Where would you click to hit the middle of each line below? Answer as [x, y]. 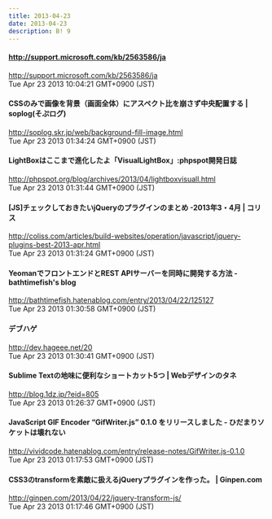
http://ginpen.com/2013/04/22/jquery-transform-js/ [95, 498]
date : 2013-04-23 [38, 24]
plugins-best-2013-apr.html [55, 245]
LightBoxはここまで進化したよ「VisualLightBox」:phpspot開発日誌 [123, 160]
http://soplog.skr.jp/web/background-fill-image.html [96, 132]
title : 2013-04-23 [39, 16]
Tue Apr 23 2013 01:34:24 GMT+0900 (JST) [82, 141]
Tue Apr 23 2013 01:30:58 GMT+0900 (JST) [82, 309]
